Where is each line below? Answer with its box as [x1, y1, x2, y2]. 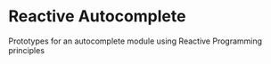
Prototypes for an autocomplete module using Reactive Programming [8, 36, 263, 46]
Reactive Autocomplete [8, 6, 186, 27]
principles [8, 44, 45, 55]
